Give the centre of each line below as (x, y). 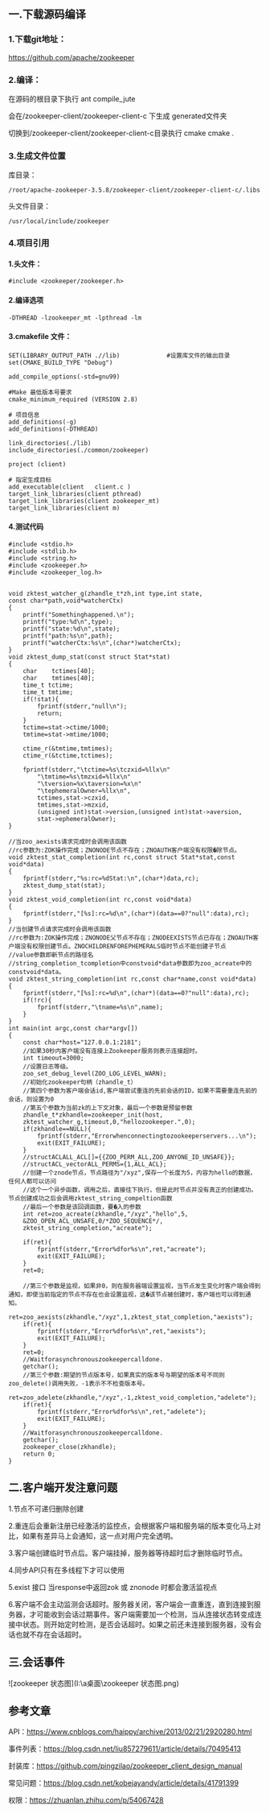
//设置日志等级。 (47, 1067)
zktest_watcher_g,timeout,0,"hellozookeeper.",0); (109, 1122)
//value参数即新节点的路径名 (51, 955)
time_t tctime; (48, 686)
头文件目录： (29, 206)
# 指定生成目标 (30, 480)
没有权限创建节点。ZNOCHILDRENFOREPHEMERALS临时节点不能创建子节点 (123, 947)
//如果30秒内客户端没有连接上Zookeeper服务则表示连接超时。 (112, 1051)
